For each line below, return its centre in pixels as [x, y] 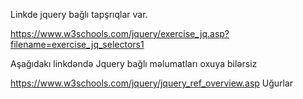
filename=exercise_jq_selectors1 [77, 44]
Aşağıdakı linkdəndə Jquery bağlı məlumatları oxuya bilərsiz [134, 63]
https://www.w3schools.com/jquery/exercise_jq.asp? [120, 33]
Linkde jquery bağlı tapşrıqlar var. [79, 14]
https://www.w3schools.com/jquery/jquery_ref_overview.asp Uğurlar [152, 83]
